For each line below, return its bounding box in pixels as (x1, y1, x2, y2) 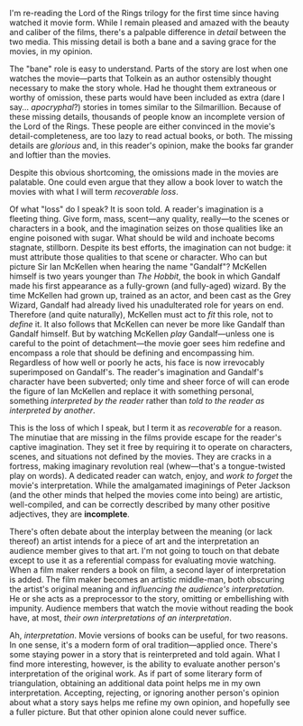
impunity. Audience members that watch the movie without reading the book (9, 603, 294, 613)
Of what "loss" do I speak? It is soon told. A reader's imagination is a (9, 204, 264, 215)
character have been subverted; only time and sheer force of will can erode (9, 376, 290, 387)
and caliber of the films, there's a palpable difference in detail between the (9, 27, 287, 37)
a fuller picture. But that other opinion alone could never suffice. (9, 707, 247, 717)
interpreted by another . (9, 405, 96, 416)
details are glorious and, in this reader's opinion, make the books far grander (9, 140, 294, 151)
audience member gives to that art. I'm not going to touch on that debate (9, 546, 280, 556)
